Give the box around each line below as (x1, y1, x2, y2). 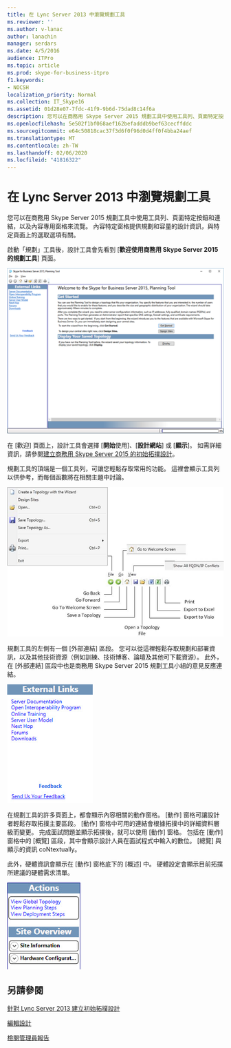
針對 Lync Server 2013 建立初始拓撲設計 (7, 1004, 120, 1012)
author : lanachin (7, 33, 57, 40)
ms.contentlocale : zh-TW (7, 142, 78, 149)
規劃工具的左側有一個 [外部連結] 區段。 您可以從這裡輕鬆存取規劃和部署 (7, 644, 210, 653)
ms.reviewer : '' (7, 18, 54, 26)
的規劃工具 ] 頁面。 (7, 254, 60, 262)
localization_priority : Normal (7, 91, 97, 98)
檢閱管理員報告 (7, 1034, 49, 1042)
